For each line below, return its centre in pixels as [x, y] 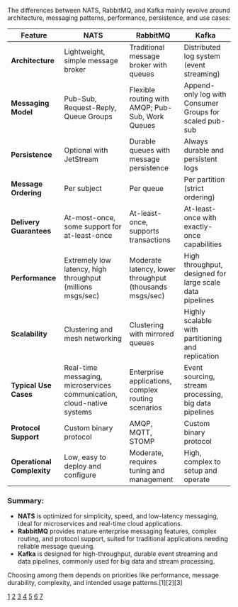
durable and [204, 150]
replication [202, 356]
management [151, 480]
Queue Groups [88, 116]
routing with [149, 99]
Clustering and [88, 329]
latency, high [85, 269]
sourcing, [199, 377]
